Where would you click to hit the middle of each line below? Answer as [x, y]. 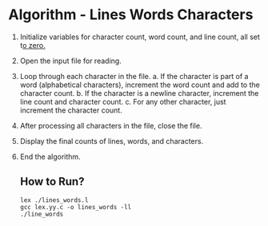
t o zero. [32, 45]
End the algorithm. [50, 157]
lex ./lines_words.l [54, 200]
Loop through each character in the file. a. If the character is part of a [134, 76]
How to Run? [52, 182]
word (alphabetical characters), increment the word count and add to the [140, 85]
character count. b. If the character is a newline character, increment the [139, 93]
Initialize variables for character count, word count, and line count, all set [140, 37]
